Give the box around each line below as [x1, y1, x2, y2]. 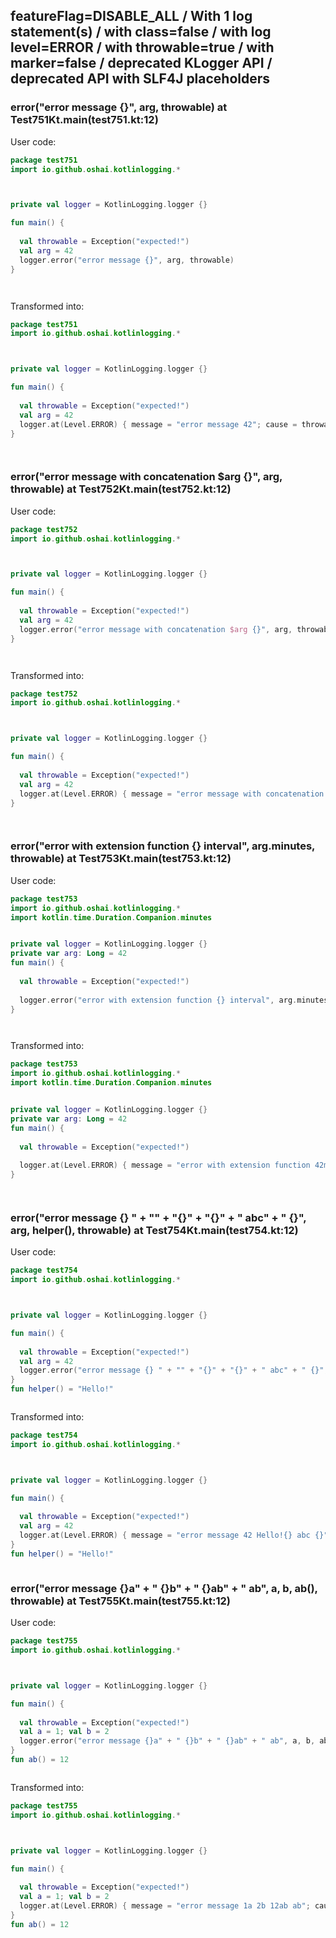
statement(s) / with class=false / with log [10, 24, 272, 41]
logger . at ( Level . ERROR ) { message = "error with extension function [19, 1160, 311, 1171]
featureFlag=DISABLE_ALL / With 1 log [10, 8, 253, 25]
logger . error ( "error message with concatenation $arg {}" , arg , [19, 624, 293, 634]
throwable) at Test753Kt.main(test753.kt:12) [10, 852, 232, 866]
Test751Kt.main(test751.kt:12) [10, 113, 159, 127]
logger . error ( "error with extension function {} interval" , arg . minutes [19, 995, 329, 1005]
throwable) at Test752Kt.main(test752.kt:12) [10, 482, 232, 496]
